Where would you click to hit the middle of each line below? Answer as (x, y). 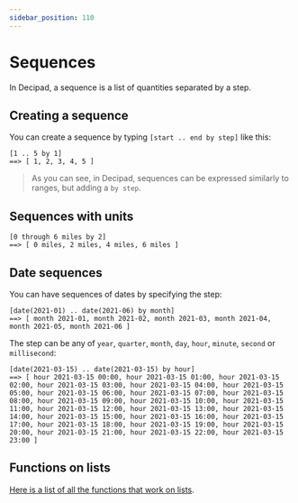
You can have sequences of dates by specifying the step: (116, 294)
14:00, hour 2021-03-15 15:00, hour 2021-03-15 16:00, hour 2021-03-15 (146, 416)
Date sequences (56, 273)
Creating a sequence (69, 115)
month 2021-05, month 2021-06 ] (70, 326)
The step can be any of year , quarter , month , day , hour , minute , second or (143, 343)
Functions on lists (60, 468)
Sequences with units (72, 216)
